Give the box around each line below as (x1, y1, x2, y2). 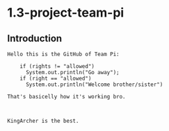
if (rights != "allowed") (19, 63, 95, 70)
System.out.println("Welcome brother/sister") (25, 81, 163, 88)
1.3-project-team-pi (7, 5, 124, 21)
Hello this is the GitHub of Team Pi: (7, 51, 120, 58)
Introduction (7, 33, 63, 44)
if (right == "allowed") (19, 75, 92, 82)
